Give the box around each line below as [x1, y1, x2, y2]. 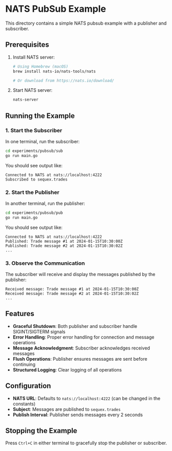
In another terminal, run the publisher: [5, 200, 86, 206]
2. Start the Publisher [5, 188, 60, 195]
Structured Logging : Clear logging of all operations [12, 366, 122, 372]
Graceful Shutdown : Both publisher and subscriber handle [12, 323, 138, 329]
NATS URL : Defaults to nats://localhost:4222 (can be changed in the [12, 395, 161, 401]
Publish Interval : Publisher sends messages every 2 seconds [12, 411, 143, 418]
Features [5, 309, 34, 318]
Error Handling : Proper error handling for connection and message [12, 334, 155, 340]
